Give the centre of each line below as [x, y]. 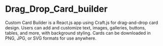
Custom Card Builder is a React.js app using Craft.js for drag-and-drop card [82, 23]
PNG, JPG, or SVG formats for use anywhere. [51, 38]
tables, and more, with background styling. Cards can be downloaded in [78, 33]
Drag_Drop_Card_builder [56, 9]
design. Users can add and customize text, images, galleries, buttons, [76, 27]
